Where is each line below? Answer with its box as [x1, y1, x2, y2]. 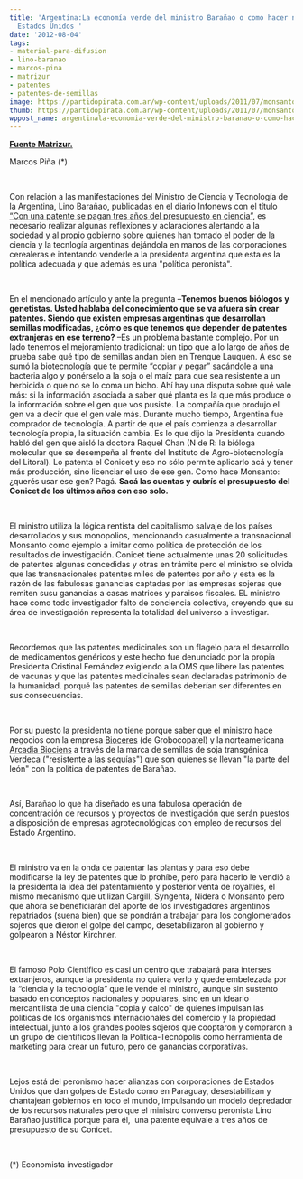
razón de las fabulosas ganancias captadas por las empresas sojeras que [9, 578, 282, 589]
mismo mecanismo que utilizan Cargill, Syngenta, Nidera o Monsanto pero [9, 891, 285, 902]
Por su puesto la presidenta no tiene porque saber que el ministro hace [9, 725, 273, 736]
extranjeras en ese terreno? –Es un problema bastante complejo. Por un [9, 332, 280, 343]
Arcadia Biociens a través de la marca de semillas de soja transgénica [9, 744, 269, 755]
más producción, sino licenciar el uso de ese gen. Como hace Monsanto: [9, 466, 280, 477]
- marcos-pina [9, 64, 63, 73]
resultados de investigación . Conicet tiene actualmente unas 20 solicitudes [9, 549, 289, 560]
